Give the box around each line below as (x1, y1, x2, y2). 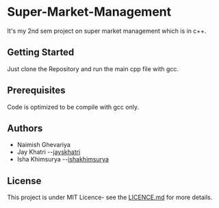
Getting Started (7, 47, 75, 58)
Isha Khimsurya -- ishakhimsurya (16, 155, 109, 164)
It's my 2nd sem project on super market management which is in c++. (7, 27, 207, 35)
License (7, 175, 42, 187)
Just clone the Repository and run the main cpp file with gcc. (7, 64, 179, 73)
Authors (7, 122, 43, 134)
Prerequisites (7, 85, 66, 96)
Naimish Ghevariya (16, 141, 70, 149)
